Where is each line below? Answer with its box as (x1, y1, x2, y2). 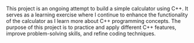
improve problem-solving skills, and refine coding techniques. (6, 30, 156, 37)
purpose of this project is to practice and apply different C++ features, (6, 24, 176, 31)
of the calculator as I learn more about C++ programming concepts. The (6, 18, 181, 24)
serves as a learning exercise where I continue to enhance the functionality (6, 11, 188, 18)
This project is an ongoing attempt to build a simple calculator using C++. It (6, 5, 189, 12)
